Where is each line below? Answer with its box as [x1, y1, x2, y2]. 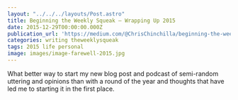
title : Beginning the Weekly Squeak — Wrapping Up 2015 [7, 17, 176, 24]
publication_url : [7, 30, 59, 38]
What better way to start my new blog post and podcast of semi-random [7, 69, 219, 78]
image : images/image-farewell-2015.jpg [7, 50, 125, 57]
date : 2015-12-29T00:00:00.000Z [7, 23, 103, 30]
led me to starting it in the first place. [7, 84, 115, 93]
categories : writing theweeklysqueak [7, 37, 119, 44]
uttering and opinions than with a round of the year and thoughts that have [7, 77, 225, 85]
